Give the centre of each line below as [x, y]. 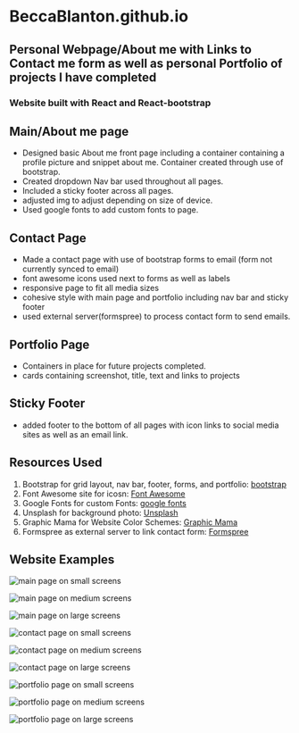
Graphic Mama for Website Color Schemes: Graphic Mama [130, 522]
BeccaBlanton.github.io [99, 17]
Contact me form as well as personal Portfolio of [146, 63]
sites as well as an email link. [75, 434]
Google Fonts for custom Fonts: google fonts [104, 503]
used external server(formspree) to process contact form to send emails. [156, 317]
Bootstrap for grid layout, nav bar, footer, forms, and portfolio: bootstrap [154, 484]
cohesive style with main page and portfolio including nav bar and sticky [155, 297]
